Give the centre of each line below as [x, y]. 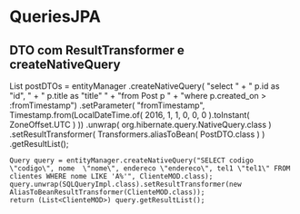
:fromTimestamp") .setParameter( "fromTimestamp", [107, 105]
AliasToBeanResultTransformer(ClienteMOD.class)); [107, 192]
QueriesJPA [55, 17]
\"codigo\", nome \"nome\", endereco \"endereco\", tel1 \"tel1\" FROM [150, 169]
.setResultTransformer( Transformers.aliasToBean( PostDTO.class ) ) [137, 134]
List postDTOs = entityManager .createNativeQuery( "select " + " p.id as [145, 86]
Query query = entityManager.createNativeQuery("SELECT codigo [132, 160]
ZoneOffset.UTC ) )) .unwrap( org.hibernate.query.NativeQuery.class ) [140, 125]
